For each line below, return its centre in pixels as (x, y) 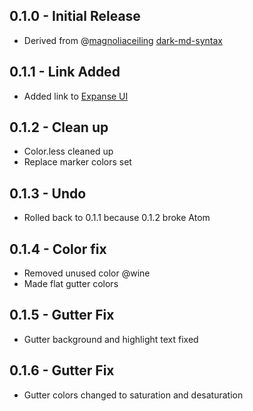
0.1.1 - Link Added (65, 72)
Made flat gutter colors (71, 284)
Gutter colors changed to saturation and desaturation (133, 395)
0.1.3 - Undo (48, 193)
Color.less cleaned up (68, 151)
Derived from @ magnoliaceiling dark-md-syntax (123, 40)
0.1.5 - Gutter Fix (62, 315)
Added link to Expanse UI (76, 96)
